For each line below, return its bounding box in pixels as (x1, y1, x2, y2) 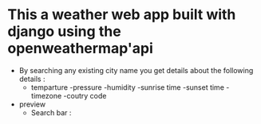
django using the (7, 22, 121, 41)
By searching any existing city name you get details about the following (18, 65, 254, 75)
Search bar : (30, 107, 72, 117)
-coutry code (63, 91, 107, 100)
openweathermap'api (7, 40, 153, 57)
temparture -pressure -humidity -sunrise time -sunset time (30, 82, 225, 92)
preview (18, 99, 45, 109)
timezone (30, 91, 62, 100)
